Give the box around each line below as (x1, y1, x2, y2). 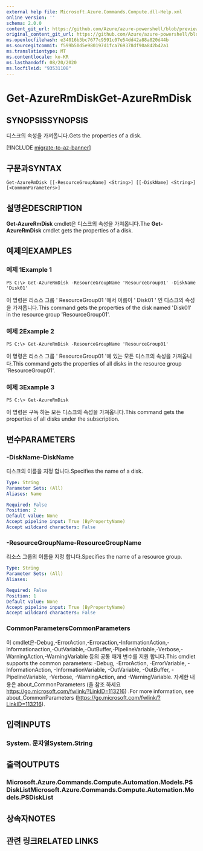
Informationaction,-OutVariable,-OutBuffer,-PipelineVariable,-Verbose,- (6, 645, 183, 652)
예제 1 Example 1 (6, 266, 53, 274)
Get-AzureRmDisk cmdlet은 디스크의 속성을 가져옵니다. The (6, 220, 150, 227)
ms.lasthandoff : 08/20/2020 (6, 59, 77, 65)
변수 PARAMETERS (6, 434, 76, 445)
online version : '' (6, 15, 56, 21)
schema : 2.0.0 (6, 20, 42, 26)
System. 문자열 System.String (6, 739, 93, 747)
